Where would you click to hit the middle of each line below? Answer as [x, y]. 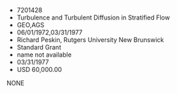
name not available [44, 55]
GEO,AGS [31, 25]
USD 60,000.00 [39, 70]
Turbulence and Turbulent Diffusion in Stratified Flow [93, 17]
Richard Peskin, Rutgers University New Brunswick [90, 40]
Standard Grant [39, 47]
